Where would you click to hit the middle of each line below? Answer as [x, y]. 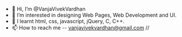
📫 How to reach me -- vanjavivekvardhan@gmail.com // [80, 28]
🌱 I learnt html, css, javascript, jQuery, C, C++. [68, 21]
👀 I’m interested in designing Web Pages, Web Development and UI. [94, 15]
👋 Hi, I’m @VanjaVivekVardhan [48, 9]
